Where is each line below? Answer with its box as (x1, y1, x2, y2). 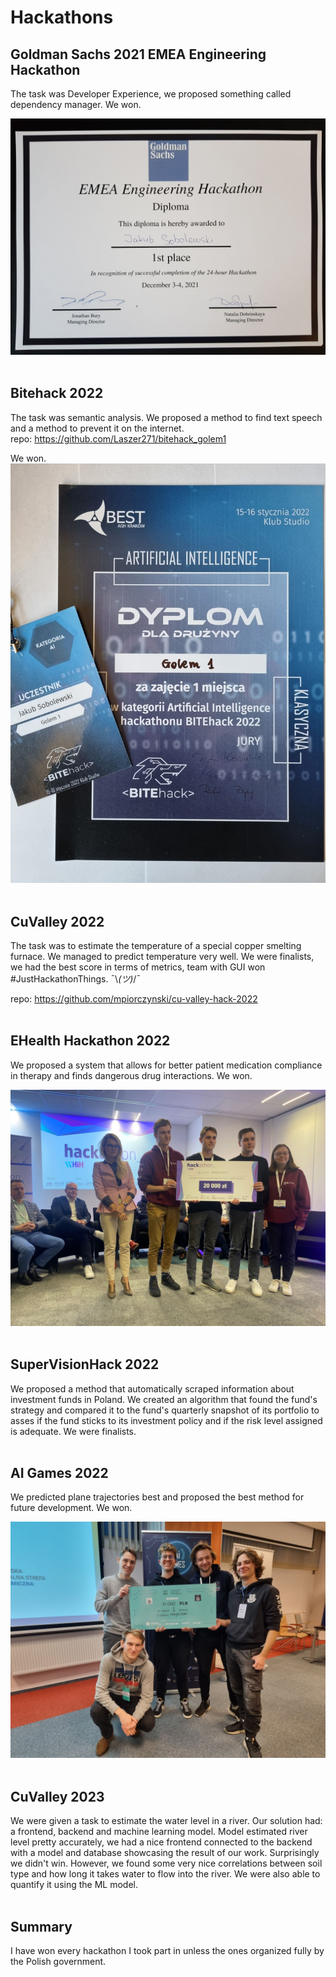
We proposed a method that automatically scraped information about (10, 1382, 295, 1395)
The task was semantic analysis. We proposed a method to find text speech (10, 411, 323, 423)
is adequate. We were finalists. (10, 1425, 137, 1437)
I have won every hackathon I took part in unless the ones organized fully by (10, 1945, 325, 1957)
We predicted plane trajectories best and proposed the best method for (10, 1491, 305, 1503)
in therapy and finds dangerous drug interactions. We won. (10, 1069, 253, 1081)
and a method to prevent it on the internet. (10, 422, 185, 434)
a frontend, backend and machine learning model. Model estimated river (10, 1826, 308, 1838)
